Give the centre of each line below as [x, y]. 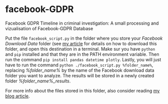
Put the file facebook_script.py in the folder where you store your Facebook [84, 38]
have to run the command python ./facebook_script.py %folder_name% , [79, 65]
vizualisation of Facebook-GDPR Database [49, 28]
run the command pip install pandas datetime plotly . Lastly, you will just [83, 59]
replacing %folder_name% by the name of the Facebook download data [80, 70]
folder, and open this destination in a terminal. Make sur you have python [80, 49]
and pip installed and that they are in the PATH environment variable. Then [82, 54]
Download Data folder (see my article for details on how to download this [81, 43]
